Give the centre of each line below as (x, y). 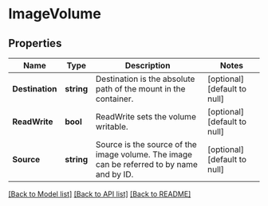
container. (114, 99)
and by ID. (114, 174)
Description (148, 66)
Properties (35, 43)
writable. (112, 126)
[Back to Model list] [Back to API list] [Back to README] (100, 194)
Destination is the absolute (145, 79)
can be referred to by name (146, 164)
